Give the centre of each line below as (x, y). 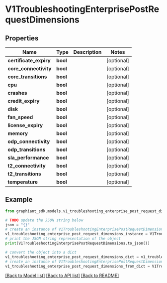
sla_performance (28, 158)
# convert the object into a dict (41, 252)
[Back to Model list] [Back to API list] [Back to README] (62, 276)
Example (19, 200)
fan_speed (20, 117)
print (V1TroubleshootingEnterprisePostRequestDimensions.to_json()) (78, 243)
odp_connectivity (29, 141)
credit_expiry (24, 101)
